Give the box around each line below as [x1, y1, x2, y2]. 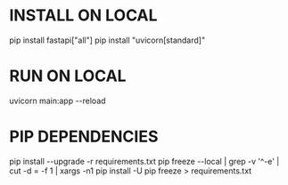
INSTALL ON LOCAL [9, 5, 158, 26]
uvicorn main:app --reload [9, 95, 106, 106]
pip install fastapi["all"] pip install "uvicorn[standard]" [9, 35, 206, 45]
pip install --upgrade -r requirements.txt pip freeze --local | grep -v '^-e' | [9, 156, 280, 166]
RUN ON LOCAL [9, 66, 127, 86]
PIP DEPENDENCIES [9, 126, 159, 147]
